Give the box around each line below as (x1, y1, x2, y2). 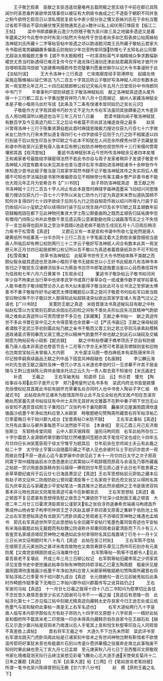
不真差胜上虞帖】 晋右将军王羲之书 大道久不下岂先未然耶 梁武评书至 (5, 628, 155, 634)
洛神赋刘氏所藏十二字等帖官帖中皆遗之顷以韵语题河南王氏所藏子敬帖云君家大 (5, 41, 158, 46)
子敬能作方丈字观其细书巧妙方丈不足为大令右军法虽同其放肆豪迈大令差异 (13, 107, 158, 113)
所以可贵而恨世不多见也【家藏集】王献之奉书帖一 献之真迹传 (34, 313, 158, 319)
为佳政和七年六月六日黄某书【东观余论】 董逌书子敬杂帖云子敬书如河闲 (5, 271, 155, 276)
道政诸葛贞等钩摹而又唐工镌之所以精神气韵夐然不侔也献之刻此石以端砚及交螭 (5, 332, 158, 337)
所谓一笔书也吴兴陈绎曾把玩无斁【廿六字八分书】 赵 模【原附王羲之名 (5, 665, 155, 670)
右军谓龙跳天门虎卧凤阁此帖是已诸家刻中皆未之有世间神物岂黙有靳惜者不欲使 (5, 634, 158, 640)
